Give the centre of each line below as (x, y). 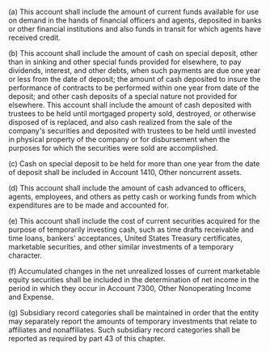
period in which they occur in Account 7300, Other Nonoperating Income (130, 288)
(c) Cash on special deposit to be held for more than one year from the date (134, 164)
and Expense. (31, 297)
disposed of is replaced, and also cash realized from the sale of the (120, 122)
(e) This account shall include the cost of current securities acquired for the (134, 221)
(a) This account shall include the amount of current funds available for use (134, 12)
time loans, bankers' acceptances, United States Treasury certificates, (126, 238)
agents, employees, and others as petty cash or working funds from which (133, 197)
